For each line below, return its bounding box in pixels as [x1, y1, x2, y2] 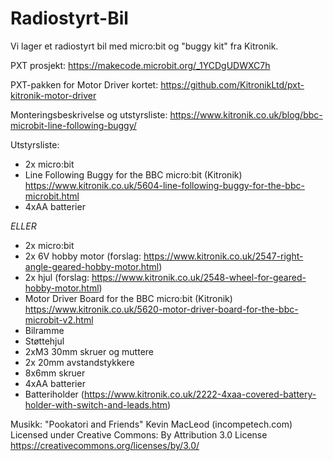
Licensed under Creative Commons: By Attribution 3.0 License [10, 428, 268, 441]
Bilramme [24, 324, 65, 336]
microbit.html [24, 190, 80, 202]
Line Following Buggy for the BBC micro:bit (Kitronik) [24, 168, 243, 181]
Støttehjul [24, 335, 65, 347]
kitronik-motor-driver [10, 89, 97, 101]
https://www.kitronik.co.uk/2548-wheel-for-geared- [91, 271, 307, 283]
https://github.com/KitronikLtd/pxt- [160, 78, 305, 91]
